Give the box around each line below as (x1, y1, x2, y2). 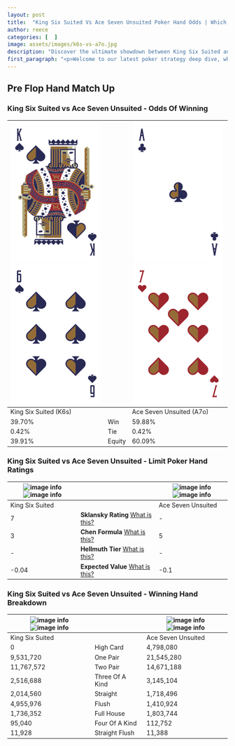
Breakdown (7, 598, 47, 608)
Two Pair (94, 662, 120, 671)
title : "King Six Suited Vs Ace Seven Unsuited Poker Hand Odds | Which (7, 18, 227, 26)
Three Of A (94, 672, 127, 681)
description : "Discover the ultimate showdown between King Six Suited (7, 48, 220, 55)
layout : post (7, 11, 45, 18)
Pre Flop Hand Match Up (7, 83, 115, 95)
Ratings (7, 465, 34, 475)
